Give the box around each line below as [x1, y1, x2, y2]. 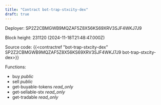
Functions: [5, 64, 26, 70]
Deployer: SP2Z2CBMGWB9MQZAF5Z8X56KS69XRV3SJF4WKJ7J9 [5, 25, 142, 31]
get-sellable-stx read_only [12, 89, 65, 95]
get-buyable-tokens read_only [12, 84, 74, 89]
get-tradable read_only [12, 94, 59, 100]
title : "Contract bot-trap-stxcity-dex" [5, 7, 89, 12]
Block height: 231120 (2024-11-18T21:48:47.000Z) [5, 35, 105, 41]
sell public [12, 79, 33, 84]
